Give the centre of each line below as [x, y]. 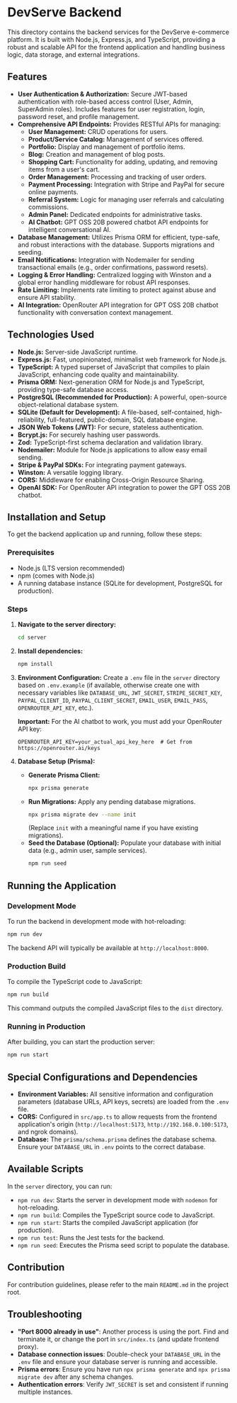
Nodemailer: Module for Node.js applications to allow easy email [112, 449]
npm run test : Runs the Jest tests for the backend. [91, 1237]
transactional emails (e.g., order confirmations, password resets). [113, 267]
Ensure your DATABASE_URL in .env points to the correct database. [111, 1147]
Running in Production [47, 1027]
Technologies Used [51, 335]
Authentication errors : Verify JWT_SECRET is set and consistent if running [123, 1384]
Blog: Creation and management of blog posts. [97, 154]
